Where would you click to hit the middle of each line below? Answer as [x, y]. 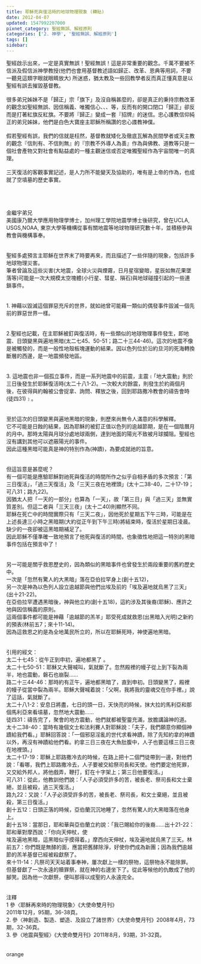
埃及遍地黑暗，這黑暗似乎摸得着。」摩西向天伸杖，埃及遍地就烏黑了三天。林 [99, 839]
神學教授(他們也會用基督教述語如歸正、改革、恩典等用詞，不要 [115, 70]
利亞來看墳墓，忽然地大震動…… [55, 712]
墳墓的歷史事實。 [43, 179]
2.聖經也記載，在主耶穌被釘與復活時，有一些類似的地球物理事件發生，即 [95, 333]
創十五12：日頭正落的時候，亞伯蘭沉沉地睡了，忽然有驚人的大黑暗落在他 [95, 809]
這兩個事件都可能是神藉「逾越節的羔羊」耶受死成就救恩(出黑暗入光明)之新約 [100, 617]
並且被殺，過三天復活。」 [47, 787]
